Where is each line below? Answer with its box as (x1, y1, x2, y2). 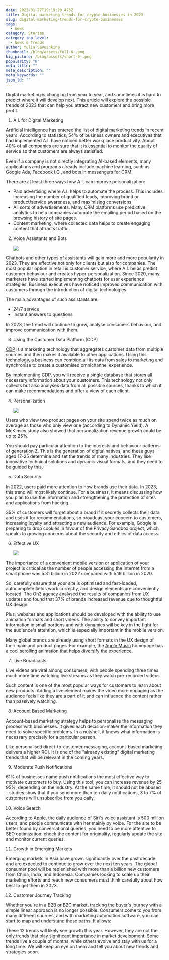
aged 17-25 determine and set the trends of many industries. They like (6, 453, 151, 459)
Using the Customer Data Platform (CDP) (13, 336, 98, 342)
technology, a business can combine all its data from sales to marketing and (6, 357, 163, 363)
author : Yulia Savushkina (6, 45, 60, 50)
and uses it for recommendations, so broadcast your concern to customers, (6, 514, 162, 521)
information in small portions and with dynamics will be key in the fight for (6, 622, 159, 628)
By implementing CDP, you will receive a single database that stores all (6, 372, 152, 378)
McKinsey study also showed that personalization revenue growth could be (6, 427, 162, 433)
